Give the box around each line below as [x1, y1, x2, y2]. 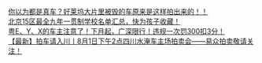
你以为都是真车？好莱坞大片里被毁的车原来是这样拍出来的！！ [8, 7, 208, 16]
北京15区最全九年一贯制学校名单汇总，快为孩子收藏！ [8, 17, 181, 26]
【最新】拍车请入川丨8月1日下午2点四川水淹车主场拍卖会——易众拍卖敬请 [8, 36, 247, 46]
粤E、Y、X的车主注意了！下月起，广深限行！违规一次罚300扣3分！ [8, 27, 226, 35]
